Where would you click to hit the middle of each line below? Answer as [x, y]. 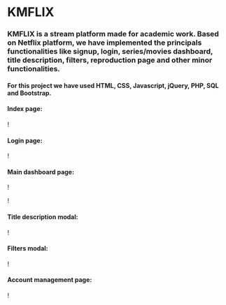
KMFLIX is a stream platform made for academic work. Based [113, 34]
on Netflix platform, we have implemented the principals [105, 43]
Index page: [25, 109]
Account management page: [50, 280]
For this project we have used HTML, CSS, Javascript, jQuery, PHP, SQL [113, 85]
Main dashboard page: [41, 172]
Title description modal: [43, 216]
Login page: [25, 140]
